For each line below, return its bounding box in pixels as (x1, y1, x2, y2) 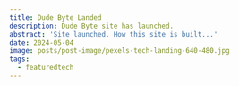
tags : (9, 55, 30, 64)
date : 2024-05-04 (9, 38, 74, 47)
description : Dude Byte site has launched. (9, 21, 175, 30)
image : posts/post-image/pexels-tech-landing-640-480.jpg (9, 47, 230, 56)
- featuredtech (17, 64, 74, 73)
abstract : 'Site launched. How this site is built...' (9, 30, 218, 39)
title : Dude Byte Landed (9, 13, 102, 22)
